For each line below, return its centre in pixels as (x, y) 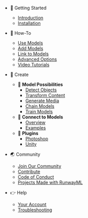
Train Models (39, 112)
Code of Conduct (36, 177)
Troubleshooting (35, 210)
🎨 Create (19, 75)
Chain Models (40, 106)
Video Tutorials (34, 65)
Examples (36, 128)
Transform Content (45, 95)
